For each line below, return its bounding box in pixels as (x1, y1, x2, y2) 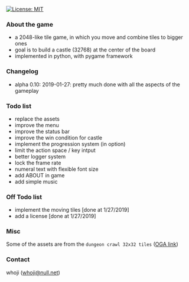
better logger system (14, 153, 66, 160)
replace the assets (14, 115, 60, 122)
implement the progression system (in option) (14, 140, 126, 147)
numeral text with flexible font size (14, 166, 99, 173)
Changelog (6, 67, 38, 76)
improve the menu (14, 121, 59, 128)
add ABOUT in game (14, 171, 65, 179)
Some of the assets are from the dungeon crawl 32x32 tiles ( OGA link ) (6, 241, 178, 248)
